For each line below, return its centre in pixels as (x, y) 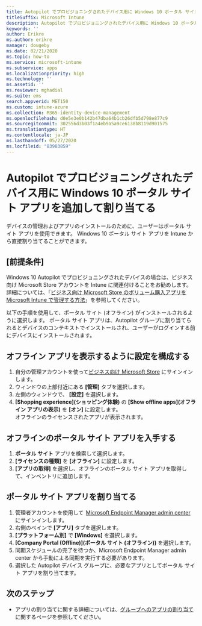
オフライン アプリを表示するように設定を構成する (98, 356)
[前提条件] (25, 262)
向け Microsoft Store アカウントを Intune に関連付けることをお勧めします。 (99, 285)
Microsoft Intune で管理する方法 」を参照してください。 (75, 300)
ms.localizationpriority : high (45, 74)
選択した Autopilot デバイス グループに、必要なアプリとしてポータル (99, 565)
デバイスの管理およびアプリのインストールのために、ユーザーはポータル (96, 226)
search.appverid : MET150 (37, 101)
